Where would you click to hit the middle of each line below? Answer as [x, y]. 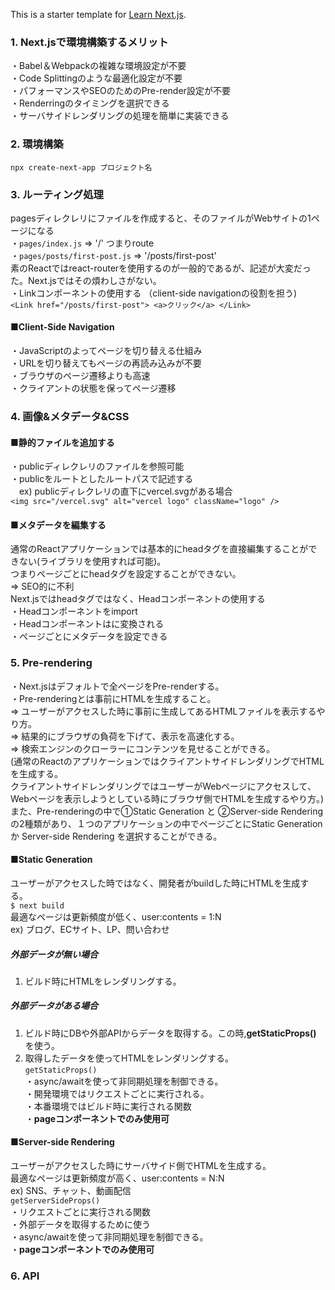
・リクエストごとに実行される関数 [80, 1212]
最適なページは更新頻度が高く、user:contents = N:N [117, 1178]
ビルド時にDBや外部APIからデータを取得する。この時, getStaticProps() [170, 1033]
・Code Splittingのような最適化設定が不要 [96, 78]
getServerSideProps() [55, 1201]
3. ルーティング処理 [57, 194]
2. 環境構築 [37, 144]
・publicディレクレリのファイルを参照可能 [97, 466]
